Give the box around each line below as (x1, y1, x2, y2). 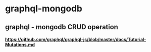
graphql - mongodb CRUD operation (5, 23, 118, 31)
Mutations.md (5, 42, 35, 48)
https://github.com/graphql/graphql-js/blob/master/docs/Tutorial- (5, 37, 146, 43)
